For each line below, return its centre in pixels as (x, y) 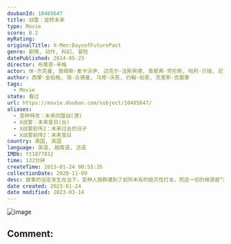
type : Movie (24, 26)
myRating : (21, 39)
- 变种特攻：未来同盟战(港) (48, 115)
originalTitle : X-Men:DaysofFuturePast (64, 45)
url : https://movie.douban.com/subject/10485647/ (80, 103)
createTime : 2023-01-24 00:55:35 (55, 167)
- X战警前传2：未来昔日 (43, 135)
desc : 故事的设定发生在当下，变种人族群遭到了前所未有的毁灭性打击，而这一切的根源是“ (115, 179)
